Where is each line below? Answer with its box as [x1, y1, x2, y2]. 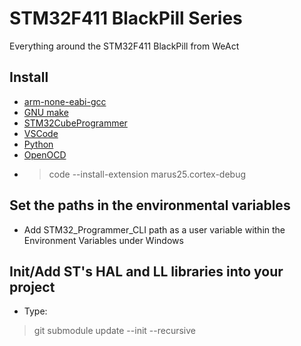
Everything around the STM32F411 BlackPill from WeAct [9, 40, 240, 52]
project [9, 278, 56, 296]
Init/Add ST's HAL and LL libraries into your [9, 263, 284, 280]
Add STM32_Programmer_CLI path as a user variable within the [23, 223, 286, 236]
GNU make [23, 106, 69, 118]
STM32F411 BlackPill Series [9, 7, 243, 30]
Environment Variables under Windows [23, 234, 184, 246]
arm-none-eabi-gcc [23, 95, 107, 107]
